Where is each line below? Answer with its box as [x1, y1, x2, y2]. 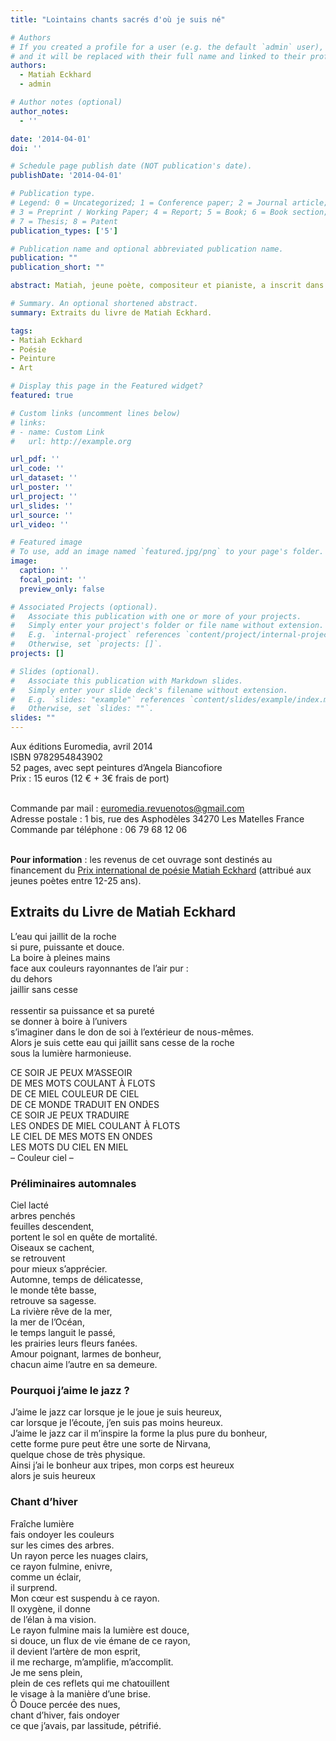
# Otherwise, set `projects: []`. [10, 639, 163, 650]
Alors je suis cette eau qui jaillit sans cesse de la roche [10, 1036, 235, 1048]
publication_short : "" [10, 262, 105, 273]
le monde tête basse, [10, 1284, 97, 1296]
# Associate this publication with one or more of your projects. [10, 611, 302, 621]
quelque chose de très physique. [10, 1449, 146, 1461]
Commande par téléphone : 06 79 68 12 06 [10, 824, 188, 835]
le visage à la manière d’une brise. [10, 1687, 152, 1700]
